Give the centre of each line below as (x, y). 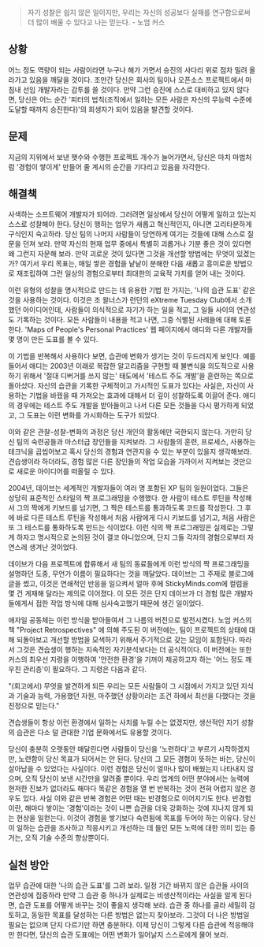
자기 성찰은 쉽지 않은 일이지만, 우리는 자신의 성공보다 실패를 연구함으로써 (139, 12)
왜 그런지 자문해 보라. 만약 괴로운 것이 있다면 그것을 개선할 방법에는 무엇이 (121, 254)
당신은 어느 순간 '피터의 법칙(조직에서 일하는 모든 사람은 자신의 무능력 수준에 (135, 99)
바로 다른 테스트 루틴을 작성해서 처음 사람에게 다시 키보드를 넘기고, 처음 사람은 (136, 518)
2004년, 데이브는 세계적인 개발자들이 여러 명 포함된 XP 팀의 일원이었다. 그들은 (128, 488)
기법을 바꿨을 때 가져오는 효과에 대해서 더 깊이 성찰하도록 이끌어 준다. (135, 396)
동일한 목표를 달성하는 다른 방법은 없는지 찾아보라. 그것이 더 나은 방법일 (140, 915)
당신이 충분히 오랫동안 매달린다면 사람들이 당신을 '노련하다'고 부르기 (112, 749)
